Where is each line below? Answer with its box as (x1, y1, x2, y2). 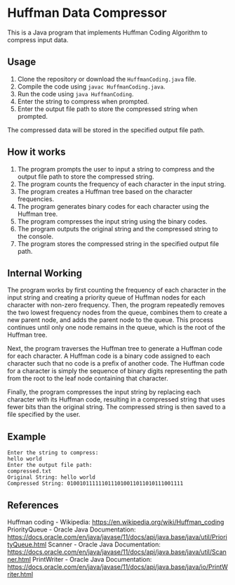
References (7, 499, 59, 511)
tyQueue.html (7, 540, 47, 548)
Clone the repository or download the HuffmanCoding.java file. (17, 75, 196, 83)
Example (7, 430, 46, 442)
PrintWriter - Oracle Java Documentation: (32, 555, 152, 563)
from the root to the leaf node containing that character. (7, 374, 168, 382)
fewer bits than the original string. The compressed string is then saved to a (7, 403, 226, 411)
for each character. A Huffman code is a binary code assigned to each (7, 352, 210, 360)
